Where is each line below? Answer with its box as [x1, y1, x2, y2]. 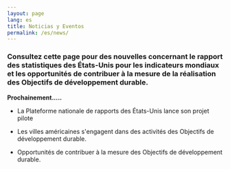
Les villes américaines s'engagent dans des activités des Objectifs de [16, 127, 214, 135]
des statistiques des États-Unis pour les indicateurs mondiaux [7, 60, 220, 70]
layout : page [7, 10, 45, 17]
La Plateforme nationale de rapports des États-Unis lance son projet [16, 106, 209, 115]
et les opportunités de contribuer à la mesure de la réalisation [7, 69, 216, 79]
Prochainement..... [7, 93, 62, 102]
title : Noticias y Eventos [7, 23, 84, 30]
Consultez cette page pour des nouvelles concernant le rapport [7, 52, 223, 62]
